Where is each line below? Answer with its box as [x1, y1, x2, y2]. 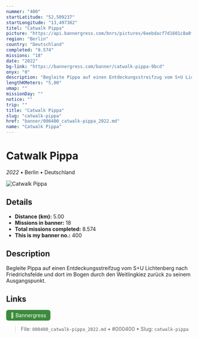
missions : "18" [6, 52, 44, 58]
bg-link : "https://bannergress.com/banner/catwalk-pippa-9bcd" [6, 63, 165, 70]
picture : [6, 31, 28, 37]
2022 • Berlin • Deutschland [6, 169, 75, 176]
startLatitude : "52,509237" [6, 14, 75, 20]
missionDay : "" [6, 91, 44, 97]
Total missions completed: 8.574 [14, 225, 96, 232]
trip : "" [6, 101, 28, 108]
